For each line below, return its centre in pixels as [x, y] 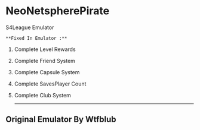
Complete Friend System [45, 61]
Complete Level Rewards [45, 49]
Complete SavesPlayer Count [50, 84]
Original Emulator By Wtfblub [61, 120]
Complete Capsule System [47, 72]
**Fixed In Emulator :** [36, 38]
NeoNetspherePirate [58, 11]
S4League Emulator [30, 27]
